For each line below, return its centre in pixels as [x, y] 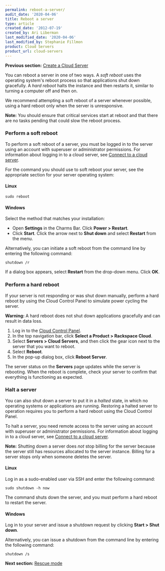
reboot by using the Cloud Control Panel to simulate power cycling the [76, 301]
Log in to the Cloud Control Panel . [47, 331]
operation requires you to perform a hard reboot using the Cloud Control [79, 411]
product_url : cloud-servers [34, 51]
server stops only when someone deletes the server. [59, 457]
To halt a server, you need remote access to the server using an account [79, 426]
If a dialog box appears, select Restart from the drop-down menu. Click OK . [82, 272]
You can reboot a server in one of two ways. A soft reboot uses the [73, 75]
